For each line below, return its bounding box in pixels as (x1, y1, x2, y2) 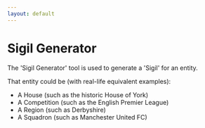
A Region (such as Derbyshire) (17, 106, 107, 114)
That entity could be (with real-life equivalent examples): (7, 77, 171, 85)
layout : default (7, 10, 55, 17)
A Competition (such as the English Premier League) (17, 98, 169, 106)
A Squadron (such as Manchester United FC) (17, 113, 147, 121)
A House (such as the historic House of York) (17, 90, 149, 99)
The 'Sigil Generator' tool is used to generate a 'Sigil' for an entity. (7, 64, 198, 72)
